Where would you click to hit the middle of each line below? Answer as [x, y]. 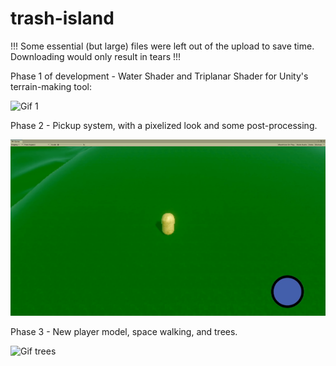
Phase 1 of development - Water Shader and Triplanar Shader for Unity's [159, 76]
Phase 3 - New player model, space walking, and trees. [124, 332]
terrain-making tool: [51, 86]
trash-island [62, 18]
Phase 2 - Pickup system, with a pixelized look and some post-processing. [164, 125]
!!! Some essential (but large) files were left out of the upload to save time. [162, 46]
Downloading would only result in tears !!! [96, 56]
